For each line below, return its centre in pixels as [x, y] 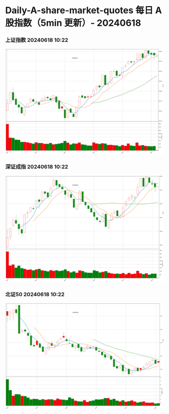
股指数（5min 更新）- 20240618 [73, 23]
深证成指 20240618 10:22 [37, 167]
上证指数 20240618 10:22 [37, 40]
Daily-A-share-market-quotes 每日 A [84, 10]
